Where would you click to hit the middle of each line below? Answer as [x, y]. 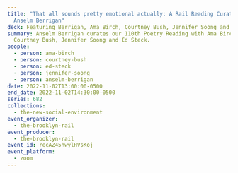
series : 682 [25, 100]
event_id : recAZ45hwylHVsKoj [50, 145]
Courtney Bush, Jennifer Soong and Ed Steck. [82, 40]
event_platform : [31, 152]
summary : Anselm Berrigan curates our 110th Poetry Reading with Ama [112, 34]
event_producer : [31, 132]
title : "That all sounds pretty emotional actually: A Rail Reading [110, 14]
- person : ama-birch [44, 54]
